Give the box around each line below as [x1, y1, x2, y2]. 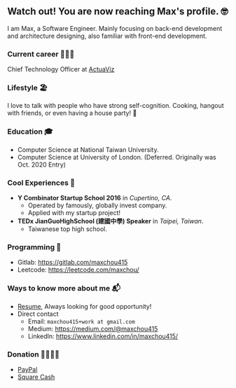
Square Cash [17, 373, 55, 381]
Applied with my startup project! [27, 209, 121, 216]
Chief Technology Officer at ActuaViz [7, 65, 115, 74]
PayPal [17, 365, 38, 373]
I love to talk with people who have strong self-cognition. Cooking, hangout [7, 102, 224, 110]
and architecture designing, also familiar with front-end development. [7, 32, 207, 40]
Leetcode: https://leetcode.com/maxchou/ [17, 265, 140, 274]
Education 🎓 [7, 127, 53, 137]
